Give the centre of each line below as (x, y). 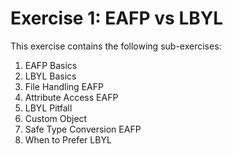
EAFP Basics (51, 65)
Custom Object (56, 118)
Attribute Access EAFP (71, 97)
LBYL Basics (50, 76)
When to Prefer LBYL (68, 139)
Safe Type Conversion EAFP (83, 129)
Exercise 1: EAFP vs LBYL (117, 18)
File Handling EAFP (64, 86)
